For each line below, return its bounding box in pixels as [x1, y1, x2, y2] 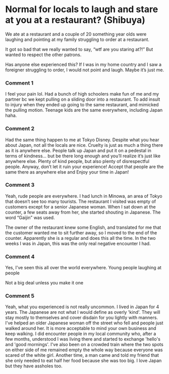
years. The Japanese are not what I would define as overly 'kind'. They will [5, 309, 160, 315]
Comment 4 [5, 253, 35, 260]
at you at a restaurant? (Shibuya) [5, 14, 145, 26]
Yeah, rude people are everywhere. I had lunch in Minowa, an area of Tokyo [5, 193, 162, 199]
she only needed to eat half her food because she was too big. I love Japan [5, 358, 162, 364]
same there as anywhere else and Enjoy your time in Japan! [5, 169, 129, 175]
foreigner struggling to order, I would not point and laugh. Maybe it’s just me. [5, 67, 164, 73]
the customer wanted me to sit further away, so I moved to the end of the [5, 229, 157, 236]
